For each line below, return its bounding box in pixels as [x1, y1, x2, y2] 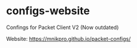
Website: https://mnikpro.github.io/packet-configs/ [6, 35, 131, 42]
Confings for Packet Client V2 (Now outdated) [6, 24, 119, 31]
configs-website [6, 4, 91, 18]
